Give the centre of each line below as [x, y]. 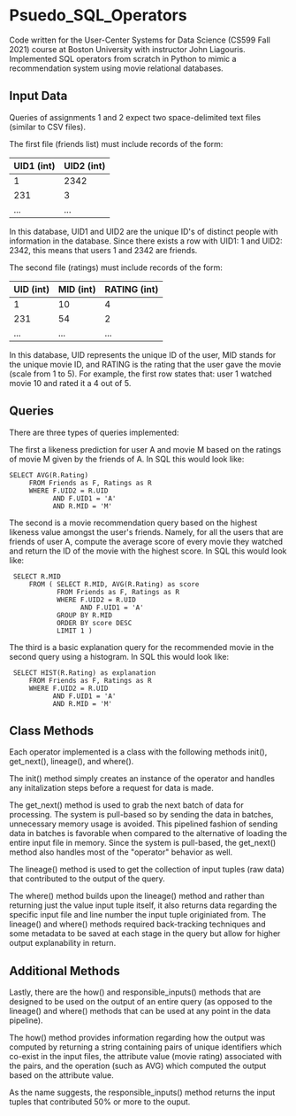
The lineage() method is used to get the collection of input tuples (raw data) [147, 870]
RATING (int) [132, 289]
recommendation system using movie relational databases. [116, 68]
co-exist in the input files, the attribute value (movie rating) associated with [146, 1057]
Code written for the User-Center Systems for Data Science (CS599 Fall [140, 40]
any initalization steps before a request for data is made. [111, 788]
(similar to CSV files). [48, 127]
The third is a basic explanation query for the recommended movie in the [141, 647]
